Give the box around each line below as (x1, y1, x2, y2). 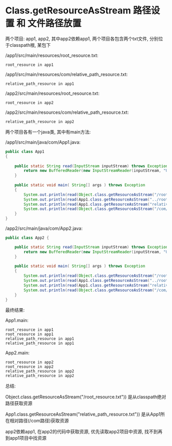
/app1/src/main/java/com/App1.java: (5, 139, 81, 145)
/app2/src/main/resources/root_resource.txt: (5, 90, 100, 96)
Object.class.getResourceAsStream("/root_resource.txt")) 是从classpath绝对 (5, 394, 166, 400)
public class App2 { (5, 235, 50, 241)
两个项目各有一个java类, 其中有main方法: (5, 129, 91, 135)
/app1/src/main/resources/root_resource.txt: (5, 52, 99, 58)
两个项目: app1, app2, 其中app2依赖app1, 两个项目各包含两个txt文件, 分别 (5, 35, 159, 42)
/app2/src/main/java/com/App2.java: (5, 225, 83, 231)
